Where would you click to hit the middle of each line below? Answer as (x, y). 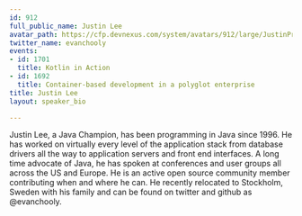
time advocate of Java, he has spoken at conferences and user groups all (145, 164)
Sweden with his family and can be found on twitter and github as (131, 192)
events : (24, 51)
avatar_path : (34, 34)
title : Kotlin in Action (64, 68)
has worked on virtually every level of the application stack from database (146, 144)
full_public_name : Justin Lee (66, 26)
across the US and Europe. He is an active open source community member (150, 173)
